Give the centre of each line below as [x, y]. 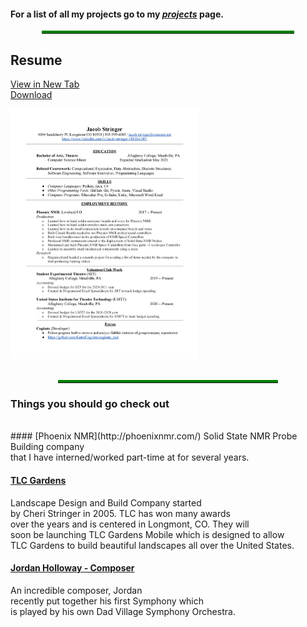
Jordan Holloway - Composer [72, 568]
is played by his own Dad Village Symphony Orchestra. [123, 611]
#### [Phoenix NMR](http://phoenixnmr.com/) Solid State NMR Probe [154, 436]
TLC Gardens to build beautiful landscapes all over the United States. [152, 545]
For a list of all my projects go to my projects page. [117, 14]
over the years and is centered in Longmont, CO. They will [130, 524]
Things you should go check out [90, 403]
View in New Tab [45, 84]
